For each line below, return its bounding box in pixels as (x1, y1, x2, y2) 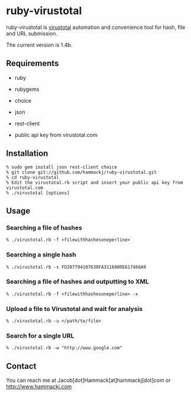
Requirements (6, 58, 59, 68)
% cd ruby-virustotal (6, 174, 60, 181)
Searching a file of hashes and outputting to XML (6, 277, 149, 286)
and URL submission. (6, 30, 58, 37)
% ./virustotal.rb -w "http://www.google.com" (6, 345, 123, 351)
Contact (6, 361, 37, 371)
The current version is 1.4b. (6, 41, 73, 48)
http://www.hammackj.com (6, 383, 72, 390)
